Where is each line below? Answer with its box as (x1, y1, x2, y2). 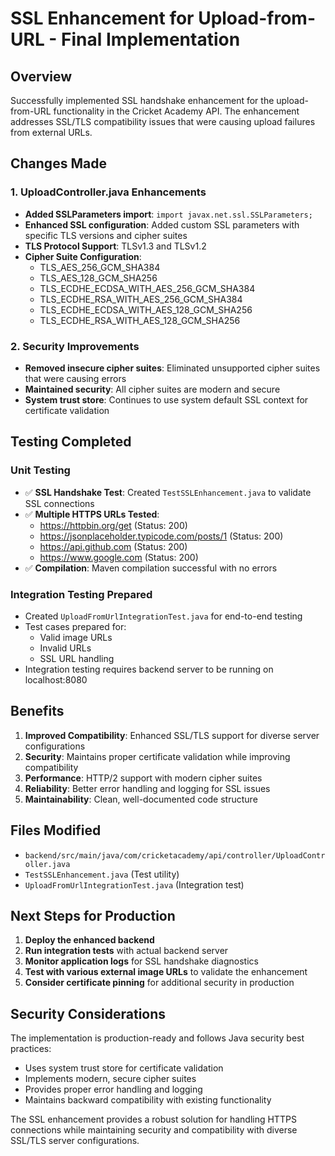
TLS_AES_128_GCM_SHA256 (39, 272, 158, 284)
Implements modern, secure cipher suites (24, 1073, 197, 1085)
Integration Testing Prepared (10, 587, 153, 601)
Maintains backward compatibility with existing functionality (24, 1094, 272, 1106)
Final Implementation (61, 28, 241, 51)
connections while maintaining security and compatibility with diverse (10, 1124, 298, 1136)
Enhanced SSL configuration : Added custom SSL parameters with (24, 218, 300, 231)
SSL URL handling (39, 652, 115, 664)
